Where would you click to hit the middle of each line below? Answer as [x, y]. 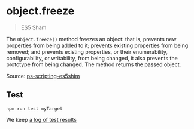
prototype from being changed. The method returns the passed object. [94, 64]
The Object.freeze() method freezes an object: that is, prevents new [91, 39]
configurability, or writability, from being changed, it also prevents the [92, 58]
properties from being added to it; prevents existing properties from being [97, 45]
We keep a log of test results [41, 119]
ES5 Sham [34, 27]
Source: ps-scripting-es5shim [43, 76]
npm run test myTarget [34, 109]
